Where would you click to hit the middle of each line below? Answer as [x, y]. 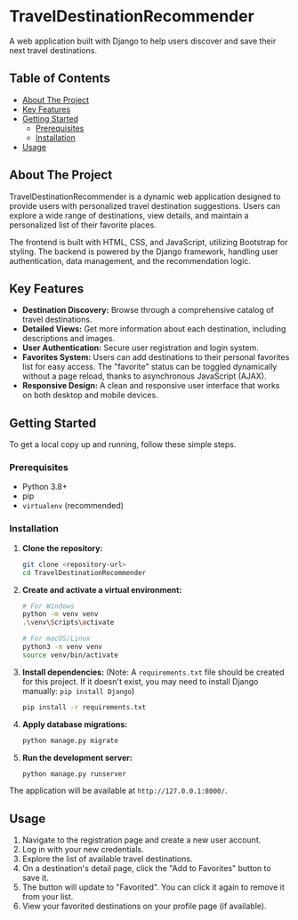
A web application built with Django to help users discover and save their [143, 41]
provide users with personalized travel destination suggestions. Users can [145, 205]
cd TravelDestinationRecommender [84, 572]
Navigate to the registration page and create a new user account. [141, 840]
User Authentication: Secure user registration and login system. [141, 348]
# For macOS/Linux [56, 639]
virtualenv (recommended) [73, 506]
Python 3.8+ [45, 487]
